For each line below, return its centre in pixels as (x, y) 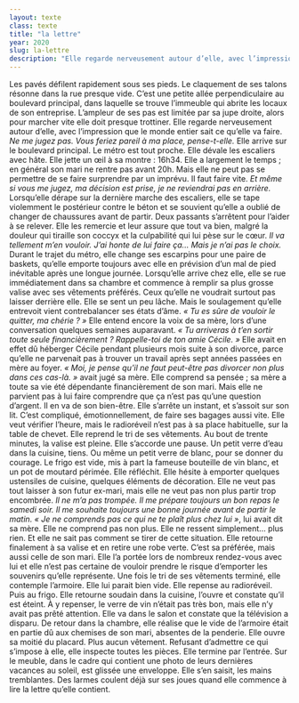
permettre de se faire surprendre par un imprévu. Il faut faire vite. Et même (146, 178)
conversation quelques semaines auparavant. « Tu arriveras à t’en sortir (141, 330)
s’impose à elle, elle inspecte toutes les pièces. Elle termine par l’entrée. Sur (148, 651)
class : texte (33, 26)
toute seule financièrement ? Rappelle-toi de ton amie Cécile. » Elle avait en (148, 339)
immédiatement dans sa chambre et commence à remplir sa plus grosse (141, 283)
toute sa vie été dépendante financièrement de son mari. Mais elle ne (136, 387)
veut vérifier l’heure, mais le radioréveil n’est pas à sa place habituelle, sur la (149, 424)
